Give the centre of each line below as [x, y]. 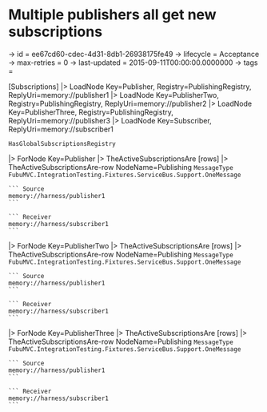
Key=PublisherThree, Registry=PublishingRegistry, [91, 112]
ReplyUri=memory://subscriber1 [61, 129]
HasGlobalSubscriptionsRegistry [62, 143]
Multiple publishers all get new [113, 15]
